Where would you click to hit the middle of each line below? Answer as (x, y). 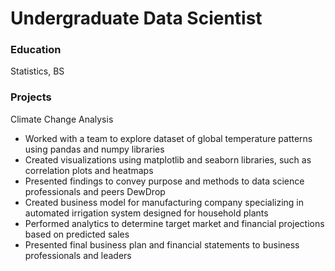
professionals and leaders (78, 255)
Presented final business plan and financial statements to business (162, 244)
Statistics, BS (37, 71)
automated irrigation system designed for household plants (146, 213)
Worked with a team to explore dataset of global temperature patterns (168, 138)
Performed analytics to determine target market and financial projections (174, 223)
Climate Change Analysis (62, 119)
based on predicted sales (77, 234)
